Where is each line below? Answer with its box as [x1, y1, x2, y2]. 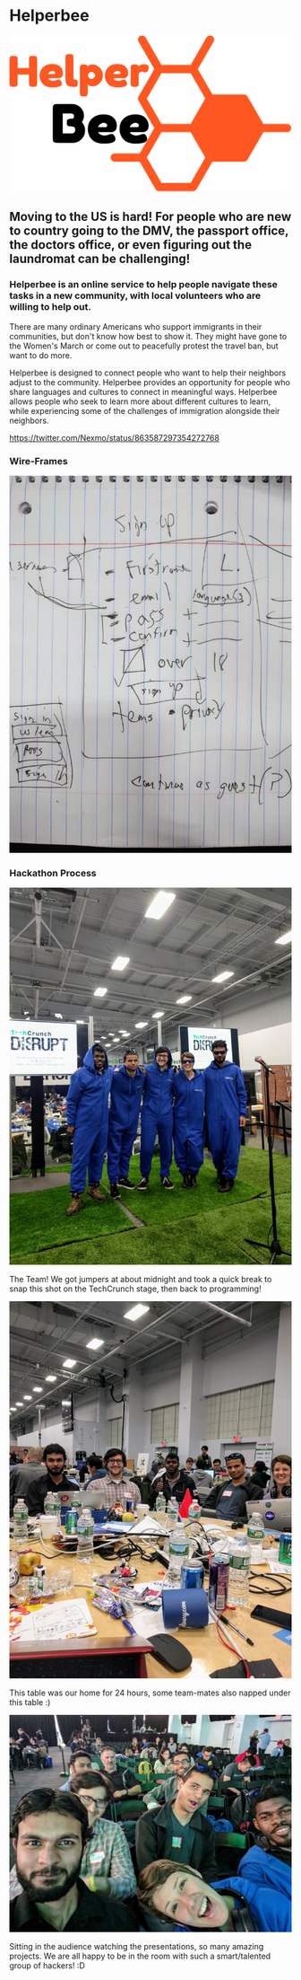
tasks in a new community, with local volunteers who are [9, 289, 262, 302]
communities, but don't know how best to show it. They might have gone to [9, 330, 288, 341]
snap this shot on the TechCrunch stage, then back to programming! [9, 1283, 262, 1294]
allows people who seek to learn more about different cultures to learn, [9, 396, 271, 407]
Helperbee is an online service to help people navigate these [9, 278, 278, 291]
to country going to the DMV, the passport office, [9, 224, 289, 239]
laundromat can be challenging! [9, 251, 191, 267]
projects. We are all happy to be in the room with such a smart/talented [9, 1950, 271, 1962]
